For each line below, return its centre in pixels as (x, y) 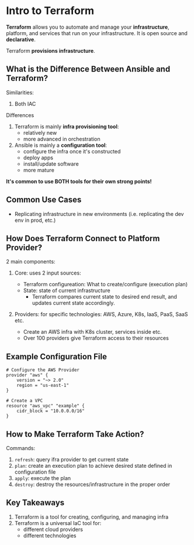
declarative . (21, 39)
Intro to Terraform (50, 11)
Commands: (21, 448)
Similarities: (20, 92)
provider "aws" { (27, 375)
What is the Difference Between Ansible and (88, 69)
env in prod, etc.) (35, 220)
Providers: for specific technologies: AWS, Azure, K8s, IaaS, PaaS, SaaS (101, 314)
